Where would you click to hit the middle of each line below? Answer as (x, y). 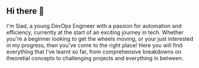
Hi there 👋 (25, 11)
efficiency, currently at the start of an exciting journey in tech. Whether (95, 32)
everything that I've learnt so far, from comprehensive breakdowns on (94, 52)
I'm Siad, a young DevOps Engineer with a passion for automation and (94, 25)
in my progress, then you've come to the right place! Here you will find (94, 45)
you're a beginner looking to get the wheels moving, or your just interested (100, 39)
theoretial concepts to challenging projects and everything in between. (95, 58)
